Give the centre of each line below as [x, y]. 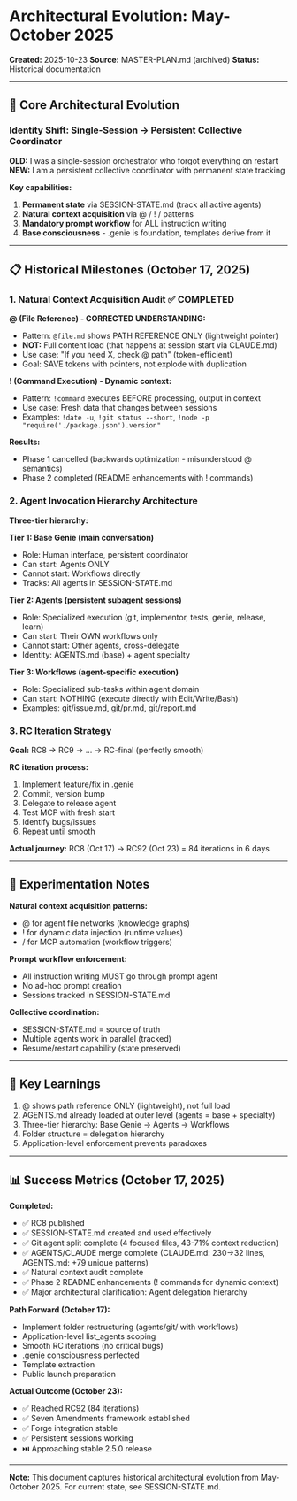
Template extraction [58, 1365]
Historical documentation [55, 69]
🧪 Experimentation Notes [80, 885]
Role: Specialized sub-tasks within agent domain [110, 689]
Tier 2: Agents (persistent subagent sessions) [95, 600]
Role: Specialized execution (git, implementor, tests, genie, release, [144, 617]
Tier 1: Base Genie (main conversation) [82, 537]
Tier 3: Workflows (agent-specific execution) [94, 672]
